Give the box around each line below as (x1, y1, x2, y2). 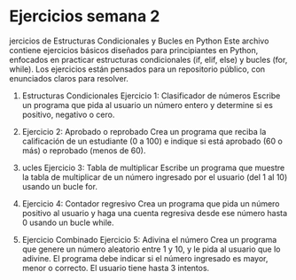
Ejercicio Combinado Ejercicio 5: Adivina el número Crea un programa (21, 234, 277, 245)
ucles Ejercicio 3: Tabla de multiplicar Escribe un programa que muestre (21, 162, 285, 173)
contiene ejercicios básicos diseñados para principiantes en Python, (9, 44, 259, 55)
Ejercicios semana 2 (9, 6, 160, 27)
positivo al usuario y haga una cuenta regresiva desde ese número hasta (21, 207, 288, 218)
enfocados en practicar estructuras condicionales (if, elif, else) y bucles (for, (9, 54, 288, 65)
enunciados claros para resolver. (9, 73, 129, 83)
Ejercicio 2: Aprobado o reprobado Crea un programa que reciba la (21, 126, 267, 136)
